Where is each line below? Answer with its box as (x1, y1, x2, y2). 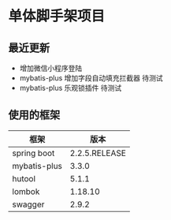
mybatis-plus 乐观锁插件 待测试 (19, 84, 122, 92)
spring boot (12, 147, 55, 158)
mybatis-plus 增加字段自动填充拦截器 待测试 (19, 73, 163, 83)
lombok (12, 186, 40, 197)
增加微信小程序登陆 (19, 64, 83, 73)
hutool (12, 173, 36, 184)
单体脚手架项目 (8, 7, 106, 25)
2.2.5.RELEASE (69, 147, 126, 158)
